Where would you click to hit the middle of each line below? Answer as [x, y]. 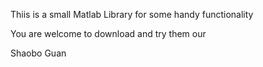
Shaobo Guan [38, 53]
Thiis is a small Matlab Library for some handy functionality [132, 14]
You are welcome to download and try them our [108, 33]
